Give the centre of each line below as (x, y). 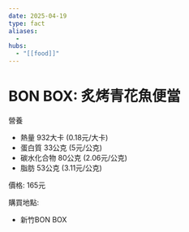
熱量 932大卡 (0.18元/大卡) (64, 137)
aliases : (23, 31)
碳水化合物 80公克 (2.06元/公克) (74, 157)
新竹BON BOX (43, 219)
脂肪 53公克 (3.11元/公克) (61, 168)
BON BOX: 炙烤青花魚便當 (94, 96)
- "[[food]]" (38, 54)
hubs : (17, 46)
